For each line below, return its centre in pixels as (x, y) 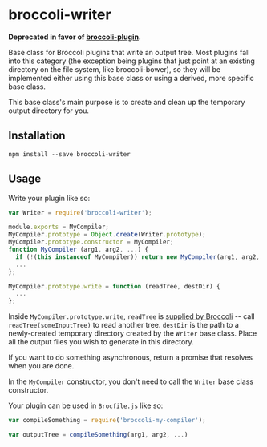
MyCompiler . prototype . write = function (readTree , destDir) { (114, 286)
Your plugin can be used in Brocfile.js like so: (86, 405)
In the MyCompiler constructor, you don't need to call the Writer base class (131, 381)
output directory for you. (49, 111)
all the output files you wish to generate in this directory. (101, 342)
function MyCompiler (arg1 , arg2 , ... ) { (79, 250)
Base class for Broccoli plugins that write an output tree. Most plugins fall (129, 52)
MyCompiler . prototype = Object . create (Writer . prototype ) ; (107, 235)
